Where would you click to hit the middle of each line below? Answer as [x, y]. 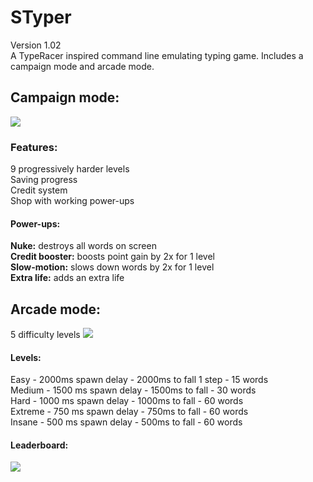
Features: [34, 147]
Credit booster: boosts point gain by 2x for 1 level [112, 257]
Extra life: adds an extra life [67, 278]
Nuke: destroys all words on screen [83, 246]
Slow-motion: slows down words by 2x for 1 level [112, 267]
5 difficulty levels [45, 335]
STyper [41, 17]
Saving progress [44, 180]
